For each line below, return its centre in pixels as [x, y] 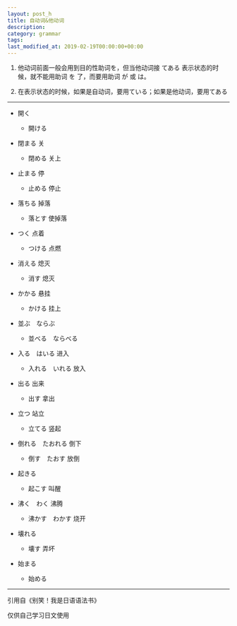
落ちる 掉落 [34, 203]
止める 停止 [44, 188]
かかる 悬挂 [34, 293]
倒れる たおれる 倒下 [49, 443]
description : [26, 27]
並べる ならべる [53, 338]
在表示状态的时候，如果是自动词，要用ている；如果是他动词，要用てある [122, 91]
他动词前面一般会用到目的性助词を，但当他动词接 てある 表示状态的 [115, 67]
